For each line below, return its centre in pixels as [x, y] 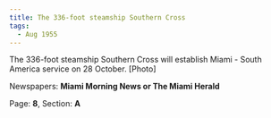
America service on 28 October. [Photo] [83, 69]
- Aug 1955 [38, 34]
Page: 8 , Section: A [45, 104]
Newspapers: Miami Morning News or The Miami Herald [115, 87]
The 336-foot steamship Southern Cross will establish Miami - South [135, 60]
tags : [19, 26]
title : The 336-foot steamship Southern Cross [97, 17]
